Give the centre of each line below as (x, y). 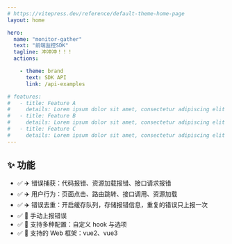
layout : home (26, 20)
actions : (26, 59)
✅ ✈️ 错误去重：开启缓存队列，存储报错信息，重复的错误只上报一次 (113, 205)
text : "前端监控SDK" (41, 46)
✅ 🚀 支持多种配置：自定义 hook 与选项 (72, 225)
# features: (24, 97)
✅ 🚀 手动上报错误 (42, 215)
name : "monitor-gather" (48, 39)
